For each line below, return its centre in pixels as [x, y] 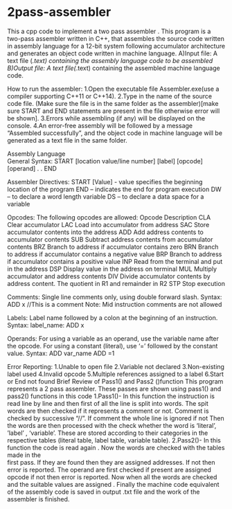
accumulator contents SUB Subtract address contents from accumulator [110, 239]
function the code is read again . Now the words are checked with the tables [116, 447]
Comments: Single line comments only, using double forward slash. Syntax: [115, 297]
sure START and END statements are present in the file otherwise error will [114, 111]
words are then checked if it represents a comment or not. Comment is [108, 411]
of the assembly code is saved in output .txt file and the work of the [104, 492]
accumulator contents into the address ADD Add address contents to [106, 232]
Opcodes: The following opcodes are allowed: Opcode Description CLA [109, 217]
